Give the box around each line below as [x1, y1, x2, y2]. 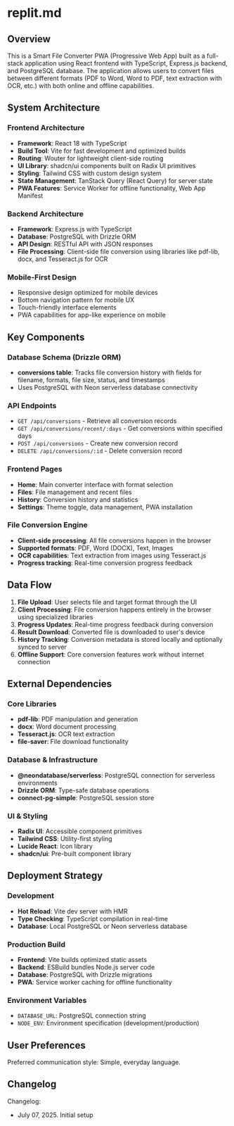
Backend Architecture [7, 209, 84, 219]
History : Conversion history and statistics [17, 495, 138, 504]
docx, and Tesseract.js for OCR [17, 255, 108, 263]
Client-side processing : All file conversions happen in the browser [17, 536, 212, 545]
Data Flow [7, 579, 52, 591]
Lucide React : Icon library [17, 842, 93, 850]
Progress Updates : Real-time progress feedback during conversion [17, 620, 214, 628]
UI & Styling [7, 811, 48, 821]
